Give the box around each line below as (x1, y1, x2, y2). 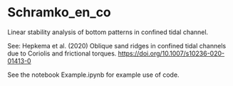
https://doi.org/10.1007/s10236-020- (118, 49, 225, 58)
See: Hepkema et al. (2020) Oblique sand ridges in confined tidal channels (7, 41, 227, 50)
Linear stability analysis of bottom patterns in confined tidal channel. (7, 28, 209, 36)
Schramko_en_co (7, 4, 112, 21)
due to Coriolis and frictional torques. (7, 49, 117, 58)
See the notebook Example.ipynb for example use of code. (7, 70, 180, 79)
